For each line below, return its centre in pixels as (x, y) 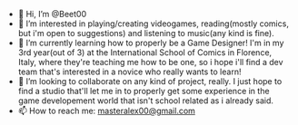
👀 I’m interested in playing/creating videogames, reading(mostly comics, (153, 24)
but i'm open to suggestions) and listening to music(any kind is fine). (146, 33)
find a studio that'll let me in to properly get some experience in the (144, 91)
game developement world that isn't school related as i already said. (146, 101)
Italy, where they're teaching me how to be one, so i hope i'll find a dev (150, 62)
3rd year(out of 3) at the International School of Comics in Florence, (145, 53)
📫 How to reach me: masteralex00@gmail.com (106, 111)
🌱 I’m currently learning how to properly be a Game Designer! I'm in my (151, 43)
